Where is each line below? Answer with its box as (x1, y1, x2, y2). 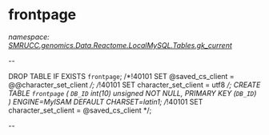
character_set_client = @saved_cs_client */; (8, 105, 152, 115)
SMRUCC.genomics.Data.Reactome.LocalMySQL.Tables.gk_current (8, 40, 232, 50)
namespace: (8, 32, 50, 42)
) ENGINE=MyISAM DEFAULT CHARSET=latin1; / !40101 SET (8, 97, 203, 106)
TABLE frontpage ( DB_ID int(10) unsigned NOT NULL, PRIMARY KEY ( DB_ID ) (8, 88, 257, 97)
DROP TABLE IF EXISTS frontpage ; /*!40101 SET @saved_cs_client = (8, 71, 235, 81)
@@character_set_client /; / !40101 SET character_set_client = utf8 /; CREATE (8, 80, 261, 89)
